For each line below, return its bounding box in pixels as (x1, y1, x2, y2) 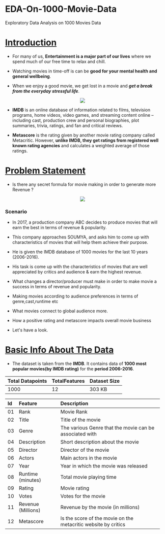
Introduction (5, 37, 57, 48)
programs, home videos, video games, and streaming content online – (12, 112, 154, 118)
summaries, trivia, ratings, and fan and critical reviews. (12, 122, 123, 129)
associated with (60, 431, 97, 437)
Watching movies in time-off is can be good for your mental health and (12, 68, 157, 74)
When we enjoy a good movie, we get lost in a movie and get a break (12, 83, 153, 89)
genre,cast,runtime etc (12, 299, 58, 304)
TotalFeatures (52, 378, 85, 385)
